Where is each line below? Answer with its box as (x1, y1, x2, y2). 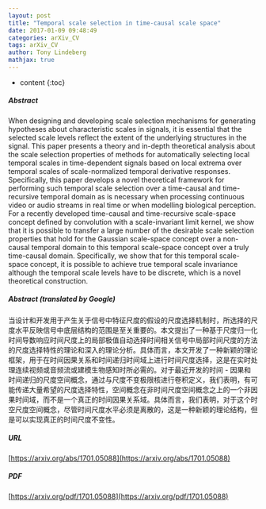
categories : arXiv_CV (8, 33, 80, 42)
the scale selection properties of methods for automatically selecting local (8, 149, 250, 159)
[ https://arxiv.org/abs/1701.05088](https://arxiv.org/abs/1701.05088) (8, 453, 231, 463)
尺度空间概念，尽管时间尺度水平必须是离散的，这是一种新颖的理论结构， (14, 404, 251, 414)
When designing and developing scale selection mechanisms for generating (8, 116, 256, 125)
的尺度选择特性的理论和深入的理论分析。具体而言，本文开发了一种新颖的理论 (8, 345, 258, 354)
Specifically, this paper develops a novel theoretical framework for (8, 175, 225, 184)
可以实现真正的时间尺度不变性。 (14, 415, 120, 424)
